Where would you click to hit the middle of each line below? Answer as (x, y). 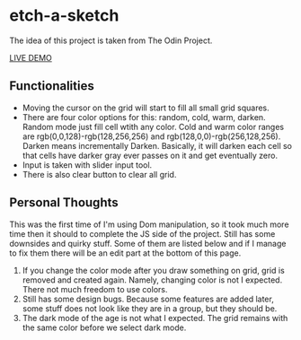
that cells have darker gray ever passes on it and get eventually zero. (150, 155)
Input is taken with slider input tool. (87, 165)
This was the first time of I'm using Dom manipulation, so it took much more (149, 224)
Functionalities (52, 86)
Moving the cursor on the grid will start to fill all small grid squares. (146, 108)
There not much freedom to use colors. (95, 289)
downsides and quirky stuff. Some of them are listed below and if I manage (148, 243)
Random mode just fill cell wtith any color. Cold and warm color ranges (153, 126)
